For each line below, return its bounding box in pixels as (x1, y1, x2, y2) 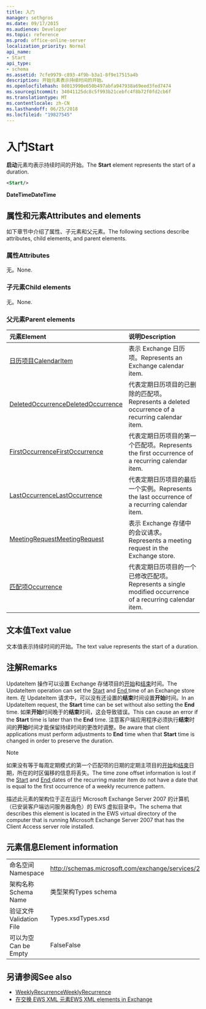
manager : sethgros (6, 15, 53, 21)
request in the (128, 544, 169, 552)
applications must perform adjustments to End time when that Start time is (6, 730, 195, 737)
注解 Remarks (6, 663, 58, 673)
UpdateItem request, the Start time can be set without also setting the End (6, 701, 195, 708)
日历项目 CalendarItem (9, 356, 74, 365)
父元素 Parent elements (6, 315, 75, 324)
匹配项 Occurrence (9, 582, 63, 591)
